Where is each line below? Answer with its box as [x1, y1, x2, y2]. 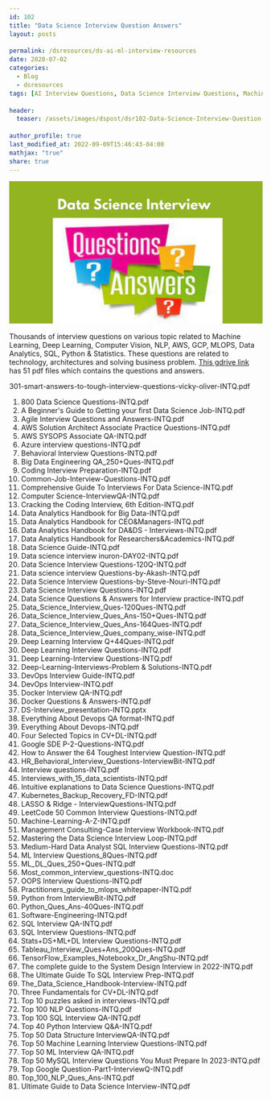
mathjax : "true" [9, 149, 64, 157]
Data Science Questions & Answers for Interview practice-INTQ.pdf [20, 594, 244, 603]
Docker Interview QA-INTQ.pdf [20, 688, 123, 697]
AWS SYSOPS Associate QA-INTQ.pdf [20, 432, 147, 440]
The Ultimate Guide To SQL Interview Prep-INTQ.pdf [20, 970, 195, 980]
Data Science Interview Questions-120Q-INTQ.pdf [20, 560, 187, 569]
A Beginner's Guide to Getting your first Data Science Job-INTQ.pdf [20, 406, 246, 415]
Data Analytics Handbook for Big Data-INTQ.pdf [20, 508, 180, 518]
